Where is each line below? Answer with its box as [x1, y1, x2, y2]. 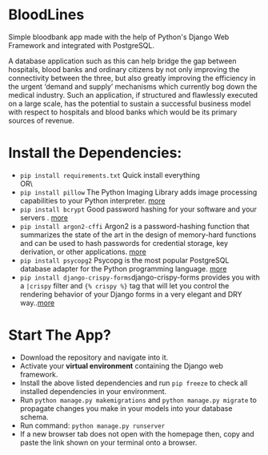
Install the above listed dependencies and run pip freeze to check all [19, 378, 248, 388]
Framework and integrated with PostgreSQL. [8, 40, 154, 50]
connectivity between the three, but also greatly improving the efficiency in [8, 73, 256, 83]
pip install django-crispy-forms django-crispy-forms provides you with [19, 272, 260, 282]
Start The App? [8, 326, 112, 344]
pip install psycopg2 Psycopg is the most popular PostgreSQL [19, 255, 230, 265]
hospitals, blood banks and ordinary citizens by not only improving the [8, 64, 240, 74]
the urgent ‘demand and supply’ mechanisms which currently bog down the [8, 82, 258, 91]
